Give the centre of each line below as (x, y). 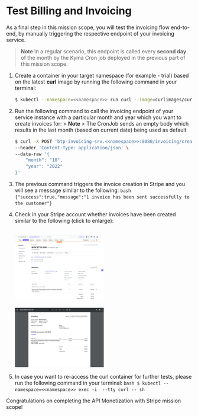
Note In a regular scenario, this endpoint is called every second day (103, 51)
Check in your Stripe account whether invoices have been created (95, 215)
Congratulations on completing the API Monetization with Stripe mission (94, 401)
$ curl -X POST (33, 141)
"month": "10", (44, 160)
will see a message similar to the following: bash (73, 190)
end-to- (180, 27)
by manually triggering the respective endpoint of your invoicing (96, 33)
